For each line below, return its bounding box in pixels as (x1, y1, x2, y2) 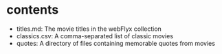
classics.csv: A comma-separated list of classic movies (16, 31, 173, 40)
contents (6, 2, 59, 18)
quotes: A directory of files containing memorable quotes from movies (16, 39, 216, 47)
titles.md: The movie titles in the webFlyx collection (16, 25, 162, 33)
